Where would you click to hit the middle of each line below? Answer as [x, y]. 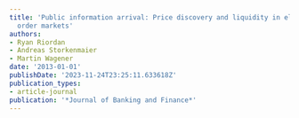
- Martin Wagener [41, 59]
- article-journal [43, 91]
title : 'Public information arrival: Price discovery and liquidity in [145, 17]
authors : [25, 34]
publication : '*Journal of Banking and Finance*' [103, 100]
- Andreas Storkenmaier [53, 51]
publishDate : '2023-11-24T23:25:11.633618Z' [93, 75]
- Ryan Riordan [37, 42]
